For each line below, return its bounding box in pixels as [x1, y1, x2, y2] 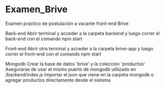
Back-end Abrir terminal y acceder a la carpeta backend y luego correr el [5, 30, 160, 36]
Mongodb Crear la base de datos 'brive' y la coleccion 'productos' [5, 61, 146, 67]
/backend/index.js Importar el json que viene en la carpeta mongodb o [5, 71, 154, 77]
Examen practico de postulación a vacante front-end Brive [5, 20, 129, 26]
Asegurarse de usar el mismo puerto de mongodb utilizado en [5, 66, 136, 72]
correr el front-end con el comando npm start [5, 51, 101, 57]
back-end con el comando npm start [5, 36, 82, 42]
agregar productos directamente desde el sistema [5, 77, 111, 83]
